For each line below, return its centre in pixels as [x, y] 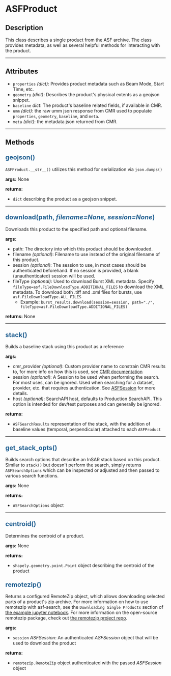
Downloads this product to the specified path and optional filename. [76, 229]
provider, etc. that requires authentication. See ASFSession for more [84, 388]
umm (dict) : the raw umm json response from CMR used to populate [82, 110]
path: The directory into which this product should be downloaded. [83, 249]
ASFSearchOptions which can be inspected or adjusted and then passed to [82, 470]
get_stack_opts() [31, 448]
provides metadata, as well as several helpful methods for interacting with [83, 45]
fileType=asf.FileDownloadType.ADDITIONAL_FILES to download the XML [88, 287]
